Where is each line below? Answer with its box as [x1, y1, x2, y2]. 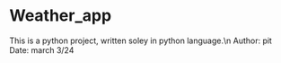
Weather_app [9, 5, 112, 26]
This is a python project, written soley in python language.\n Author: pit [9, 35, 272, 46]
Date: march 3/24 [9, 44, 75, 55]
